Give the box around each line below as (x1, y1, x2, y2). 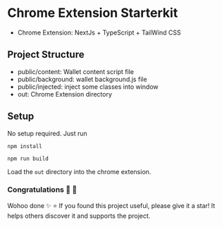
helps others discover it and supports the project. (7, 211, 151, 220)
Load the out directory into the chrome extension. (7, 167, 152, 176)
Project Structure (7, 49, 85, 61)
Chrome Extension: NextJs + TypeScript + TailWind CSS (17, 28, 181, 37)
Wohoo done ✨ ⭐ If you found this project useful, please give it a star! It (7, 201, 216, 209)
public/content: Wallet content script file (17, 67, 135, 75)
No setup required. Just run (7, 129, 87, 137)
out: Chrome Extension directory (17, 90, 113, 98)
